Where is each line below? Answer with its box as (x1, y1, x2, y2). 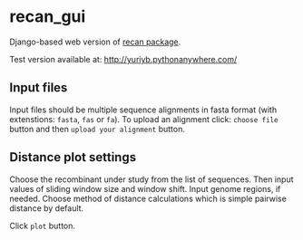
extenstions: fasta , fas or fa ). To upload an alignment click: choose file (9, 113, 279, 124)
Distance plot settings (9, 149, 137, 165)
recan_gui (9, 6, 86, 27)
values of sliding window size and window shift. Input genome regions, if (9, 183, 281, 194)
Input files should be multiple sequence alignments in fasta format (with (9, 104, 278, 115)
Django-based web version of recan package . (9, 36, 181, 47)
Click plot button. (9, 220, 75, 231)
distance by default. (9, 202, 84, 214)
